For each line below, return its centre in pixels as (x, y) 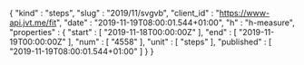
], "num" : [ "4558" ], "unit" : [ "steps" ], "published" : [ (170, 42)
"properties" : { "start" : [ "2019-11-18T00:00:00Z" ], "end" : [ (123, 32)
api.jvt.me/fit (33, 23)
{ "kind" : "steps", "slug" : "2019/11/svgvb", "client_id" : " (115, 13)
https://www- (245, 13)
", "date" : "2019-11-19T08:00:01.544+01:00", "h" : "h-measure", (175, 23)
